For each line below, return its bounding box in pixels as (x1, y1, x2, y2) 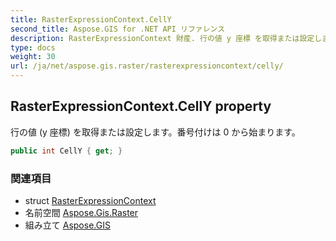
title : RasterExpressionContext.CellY (10, 14, 172, 25)
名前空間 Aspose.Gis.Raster (24, 206, 139, 218)
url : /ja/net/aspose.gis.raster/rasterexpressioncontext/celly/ (10, 61, 284, 71)
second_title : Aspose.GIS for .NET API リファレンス (10, 24, 226, 34)
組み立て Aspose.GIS (24, 219, 111, 231)
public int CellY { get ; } (10, 146, 123, 156)
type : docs (10, 42, 56, 53)
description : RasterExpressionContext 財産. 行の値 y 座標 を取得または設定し (10, 33, 323, 43)
